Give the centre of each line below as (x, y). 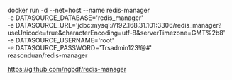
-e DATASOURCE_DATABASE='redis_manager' (75, 18)
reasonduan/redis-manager (48, 55)
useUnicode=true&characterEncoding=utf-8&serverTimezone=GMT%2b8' (116, 33)
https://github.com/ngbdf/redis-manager (67, 69)
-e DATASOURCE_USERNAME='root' (61, 40)
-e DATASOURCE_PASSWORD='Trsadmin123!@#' (80, 48)
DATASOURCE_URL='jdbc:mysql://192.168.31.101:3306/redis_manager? (118, 25)
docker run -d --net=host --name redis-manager (79, 10)
